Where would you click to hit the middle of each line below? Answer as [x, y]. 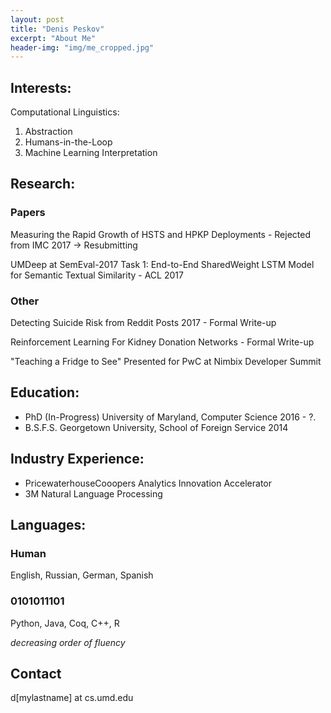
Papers [28, 213]
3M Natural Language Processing [93, 493]
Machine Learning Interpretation [91, 153]
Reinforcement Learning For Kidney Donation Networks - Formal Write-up [162, 342]
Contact [36, 674]
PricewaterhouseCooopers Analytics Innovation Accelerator [148, 483]
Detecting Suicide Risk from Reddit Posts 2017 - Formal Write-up [143, 323]
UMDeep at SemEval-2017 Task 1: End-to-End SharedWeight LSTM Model [162, 264]
